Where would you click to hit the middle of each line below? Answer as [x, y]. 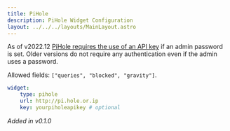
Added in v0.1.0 [29, 120]
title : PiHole [28, 14]
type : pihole [39, 95]
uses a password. [33, 62]
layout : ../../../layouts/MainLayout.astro [72, 27]
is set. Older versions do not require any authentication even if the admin [112, 54]
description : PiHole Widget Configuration [70, 20]
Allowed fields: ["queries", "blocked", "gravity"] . [82, 75]
